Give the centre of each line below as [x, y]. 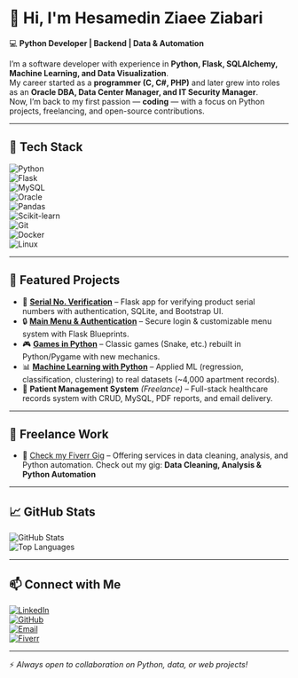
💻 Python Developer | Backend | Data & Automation [106, 43]
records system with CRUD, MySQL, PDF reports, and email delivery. [147, 398]
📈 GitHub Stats [52, 512]
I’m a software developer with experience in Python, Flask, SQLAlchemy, [143, 63]
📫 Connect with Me [65, 584]
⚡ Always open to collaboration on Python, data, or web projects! [129, 664]
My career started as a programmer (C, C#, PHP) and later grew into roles [145, 83]
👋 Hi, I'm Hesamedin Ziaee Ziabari [136, 18]
